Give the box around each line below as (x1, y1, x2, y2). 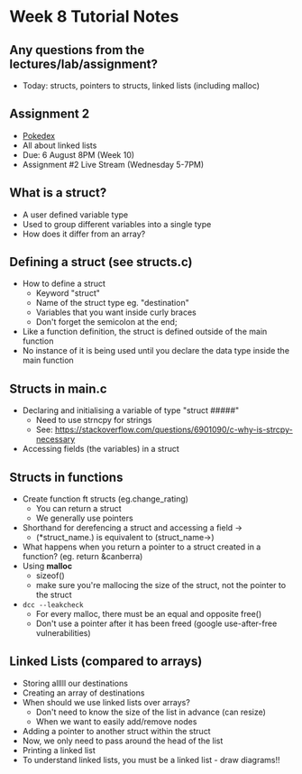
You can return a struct (35, 503, 122, 514)
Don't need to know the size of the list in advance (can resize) (35, 706, 266, 717)
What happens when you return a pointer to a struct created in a (22, 541, 261, 552)
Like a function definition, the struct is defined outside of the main (22, 327, 268, 337)
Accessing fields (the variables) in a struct (22, 444, 180, 455)
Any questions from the (9, 42, 145, 58)
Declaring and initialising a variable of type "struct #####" (22, 405, 240, 416)
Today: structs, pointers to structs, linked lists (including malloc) (22, 80, 260, 91)
